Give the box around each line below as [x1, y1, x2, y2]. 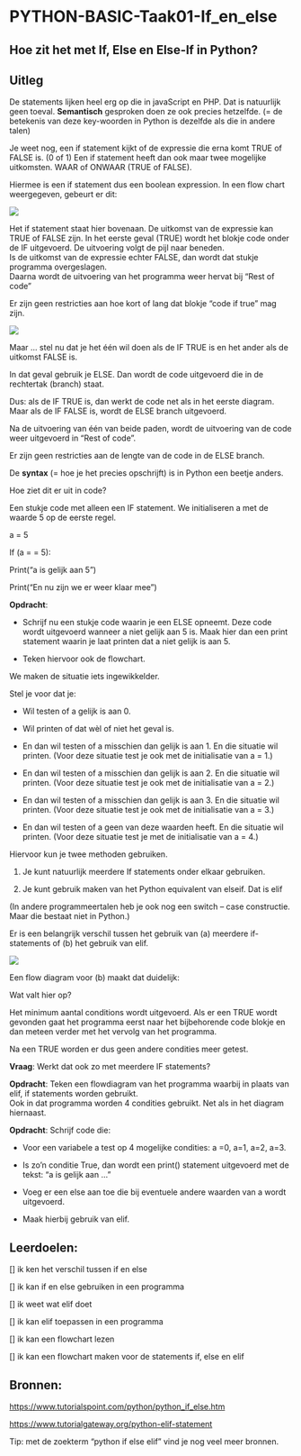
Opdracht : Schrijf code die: [9, 1124, 111, 1136]
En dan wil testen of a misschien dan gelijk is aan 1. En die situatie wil [22, 741, 279, 751]
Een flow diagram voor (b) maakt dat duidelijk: [9, 972, 180, 983]
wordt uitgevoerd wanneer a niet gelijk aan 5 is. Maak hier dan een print [22, 626, 288, 637]
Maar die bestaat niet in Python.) [9, 911, 130, 922]
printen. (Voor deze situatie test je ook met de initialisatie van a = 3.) [22, 805, 275, 815]
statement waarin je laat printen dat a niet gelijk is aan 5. [22, 636, 231, 647]
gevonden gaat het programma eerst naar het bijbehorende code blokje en [9, 1016, 286, 1028]
